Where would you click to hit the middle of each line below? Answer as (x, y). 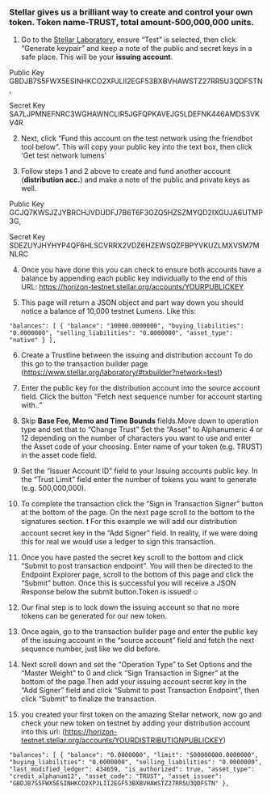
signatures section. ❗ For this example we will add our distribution (129, 522)
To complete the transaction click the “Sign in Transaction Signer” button (142, 504)
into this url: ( (43, 732)
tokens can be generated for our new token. (94, 616)
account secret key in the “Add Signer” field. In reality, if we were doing (139, 533)
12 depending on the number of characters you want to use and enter (136, 438)
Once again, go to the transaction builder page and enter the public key (140, 632)
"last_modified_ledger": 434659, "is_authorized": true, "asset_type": (132, 770)
